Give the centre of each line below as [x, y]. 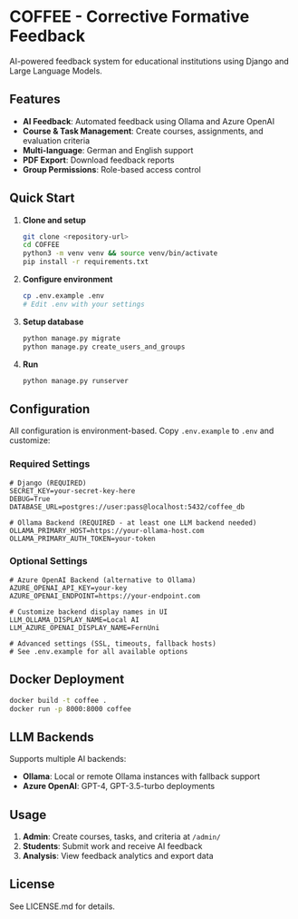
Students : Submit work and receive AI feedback [112, 846]
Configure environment [67, 280]
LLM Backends [52, 737]
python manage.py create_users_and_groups [104, 347]
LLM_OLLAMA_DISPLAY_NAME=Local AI [75, 619]
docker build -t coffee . [58, 700]
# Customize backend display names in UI [89, 612]
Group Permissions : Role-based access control [112, 169]
